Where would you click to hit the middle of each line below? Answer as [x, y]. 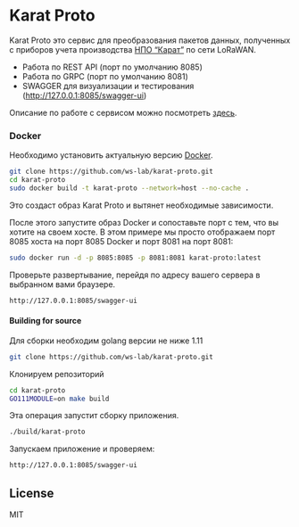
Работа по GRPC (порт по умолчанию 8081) [105, 76]
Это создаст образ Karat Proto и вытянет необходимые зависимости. [141, 205]
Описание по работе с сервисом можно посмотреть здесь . [123, 112]
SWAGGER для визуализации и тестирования [108, 86]
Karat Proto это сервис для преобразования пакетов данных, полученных [150, 40]
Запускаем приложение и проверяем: [82, 449]
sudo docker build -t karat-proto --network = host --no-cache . [129, 188]
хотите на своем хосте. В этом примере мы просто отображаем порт [142, 232]
